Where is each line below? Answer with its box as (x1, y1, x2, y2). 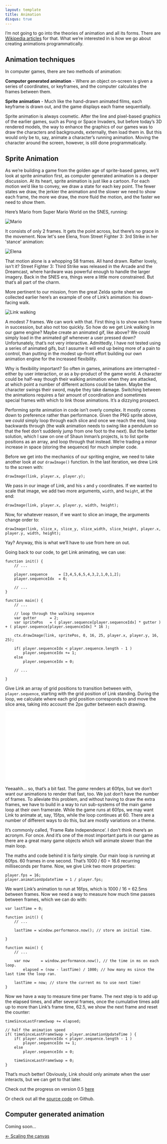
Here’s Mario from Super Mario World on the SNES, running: (5, 209, 128, 215)
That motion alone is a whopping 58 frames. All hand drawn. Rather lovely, (5, 258, 158, 264)
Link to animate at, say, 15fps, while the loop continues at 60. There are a (5, 812, 155, 818)
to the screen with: (5, 464, 44, 470)
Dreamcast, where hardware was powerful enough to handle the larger (5, 269, 151, 275)
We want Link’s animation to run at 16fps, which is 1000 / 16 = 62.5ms (5, 886, 148, 892)
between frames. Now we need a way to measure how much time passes (5, 891, 156, 897)
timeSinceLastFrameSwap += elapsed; (5, 1019, 81, 1024)
